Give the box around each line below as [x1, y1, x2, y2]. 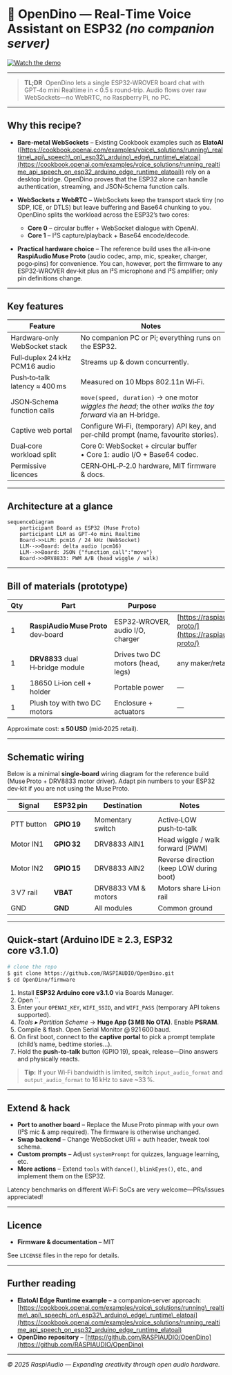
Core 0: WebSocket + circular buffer [80, 441, 197, 451]
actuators [113, 707, 145, 717]
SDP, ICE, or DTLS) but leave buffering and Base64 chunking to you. [17, 203, 212, 211]
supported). [17, 1011, 51, 1019]
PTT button [10, 820, 47, 829]
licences [10, 469, 38, 479]
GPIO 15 [53, 863, 81, 873]
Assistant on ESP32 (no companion [7, 21, 215, 37]
